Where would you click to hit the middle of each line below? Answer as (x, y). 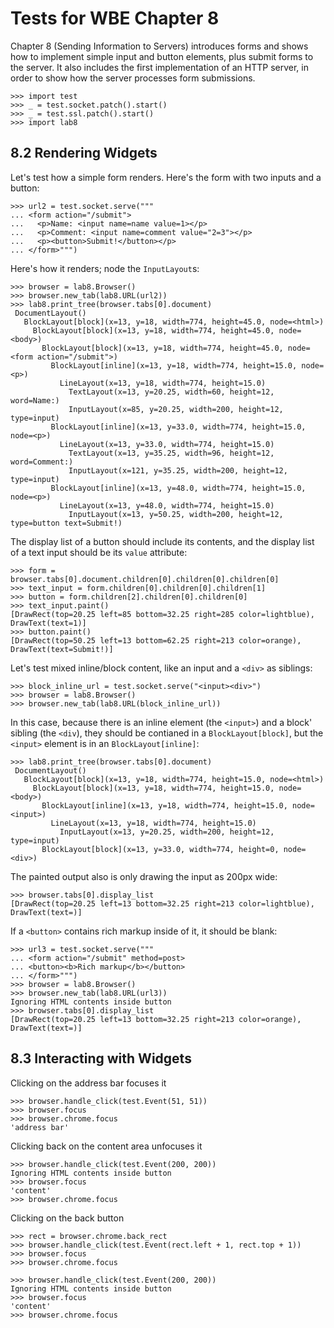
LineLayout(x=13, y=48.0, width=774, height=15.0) (167, 505)
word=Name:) (35, 400)
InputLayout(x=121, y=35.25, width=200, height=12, (178, 470)
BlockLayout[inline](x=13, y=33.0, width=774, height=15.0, (178, 427)
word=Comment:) (42, 462)
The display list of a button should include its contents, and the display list (162, 541)
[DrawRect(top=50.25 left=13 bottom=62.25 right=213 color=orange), (156, 640)
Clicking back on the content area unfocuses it (106, 1146)
